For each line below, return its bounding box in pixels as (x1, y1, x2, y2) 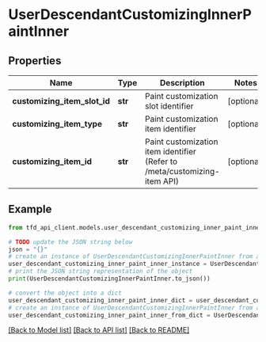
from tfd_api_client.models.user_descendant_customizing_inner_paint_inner (8, 223, 264, 231)
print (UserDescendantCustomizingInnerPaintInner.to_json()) (8, 275, 211, 283)
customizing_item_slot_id (12, 96, 111, 106)
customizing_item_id (12, 156, 93, 167)
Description (159, 78, 205, 88)
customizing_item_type (12, 119, 103, 129)
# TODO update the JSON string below (8, 237, 133, 246)
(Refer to (145, 156, 178, 167)
